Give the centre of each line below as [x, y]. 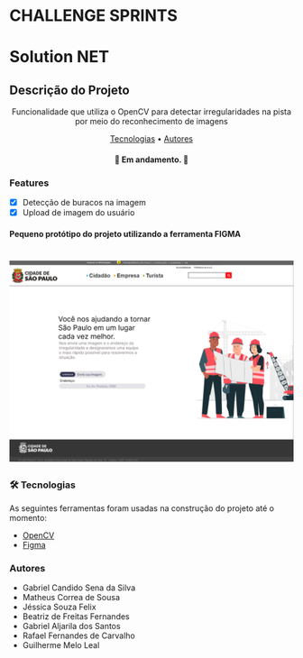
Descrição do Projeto [69, 90]
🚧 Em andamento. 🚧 [151, 160]
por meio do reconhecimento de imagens [151, 122]
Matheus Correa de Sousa [71, 597]
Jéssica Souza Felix [59, 607]
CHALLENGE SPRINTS [94, 16]
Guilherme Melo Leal [61, 644]
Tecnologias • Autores [151, 139]
